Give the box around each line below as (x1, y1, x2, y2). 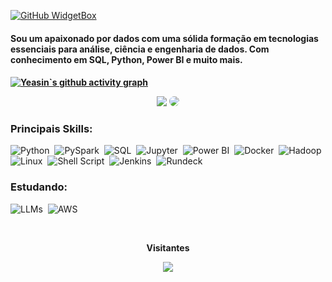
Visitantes (146, 241, 190, 254)
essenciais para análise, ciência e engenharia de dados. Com (10, 43, 270, 55)
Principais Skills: (10, 122, 93, 136)
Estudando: (10, 180, 68, 194)
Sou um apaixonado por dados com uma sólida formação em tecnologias (10, 32, 319, 44)
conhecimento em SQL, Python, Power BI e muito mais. (10, 53, 243, 65)
